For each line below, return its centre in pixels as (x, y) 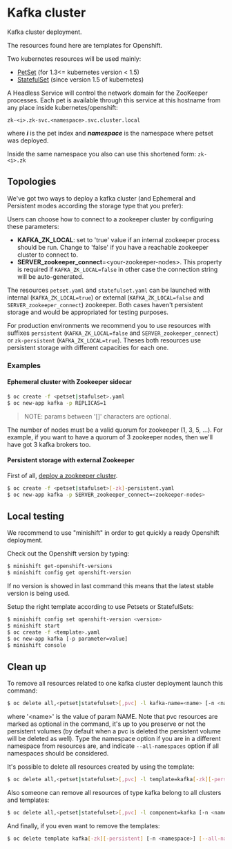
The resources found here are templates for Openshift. (85, 45)
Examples (24, 365)
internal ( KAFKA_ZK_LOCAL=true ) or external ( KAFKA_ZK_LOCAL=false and (106, 297)
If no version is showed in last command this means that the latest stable (110, 586)
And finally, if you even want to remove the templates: (84, 825)
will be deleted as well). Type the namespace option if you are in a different (114, 739)
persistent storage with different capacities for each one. (88, 347)
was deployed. (28, 140)
